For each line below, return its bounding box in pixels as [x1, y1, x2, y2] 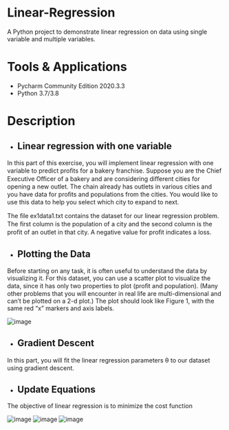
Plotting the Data [17, 248, 91, 260]
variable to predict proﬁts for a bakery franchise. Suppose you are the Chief [7, 166, 222, 175]
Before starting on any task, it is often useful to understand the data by [7, 266, 208, 275]
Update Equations [17, 383, 96, 395]
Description [7, 114, 76, 129]
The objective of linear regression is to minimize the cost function [7, 402, 193, 410]
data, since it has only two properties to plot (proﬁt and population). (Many [7, 281, 219, 290]
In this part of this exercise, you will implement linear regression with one [7, 158, 214, 166]
